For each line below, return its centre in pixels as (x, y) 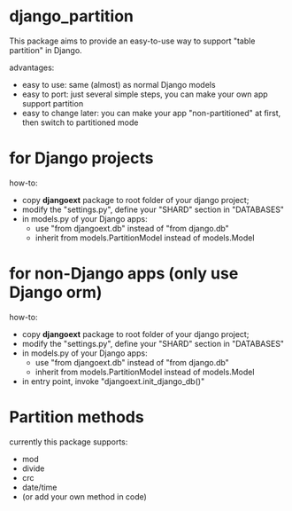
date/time (39, 487)
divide (33, 468)
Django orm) (56, 292)
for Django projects (81, 158)
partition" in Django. (46, 50)
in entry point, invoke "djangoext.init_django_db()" (113, 381)
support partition (53, 103)
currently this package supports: (69, 442)
